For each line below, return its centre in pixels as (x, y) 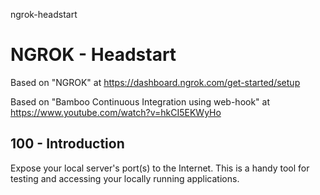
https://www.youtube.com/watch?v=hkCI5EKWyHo (116, 112)
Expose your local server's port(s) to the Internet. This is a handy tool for (160, 168)
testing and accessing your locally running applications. (125, 178)
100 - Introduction (67, 144)
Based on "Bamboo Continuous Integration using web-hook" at (140, 101)
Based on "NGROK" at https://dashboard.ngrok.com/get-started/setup (155, 82)
